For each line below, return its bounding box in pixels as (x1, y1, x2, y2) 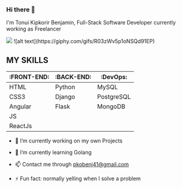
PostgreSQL (97, 93, 131, 101)
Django (54, 93, 75, 101)
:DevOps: (101, 73, 128, 81)
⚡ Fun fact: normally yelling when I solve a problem (14, 175, 141, 182)
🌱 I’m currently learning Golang (14, 149, 92, 156)
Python (54, 83, 75, 92)
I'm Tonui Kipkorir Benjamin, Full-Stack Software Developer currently (6, 19, 176, 26)
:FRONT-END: (9, 73, 50, 81)
